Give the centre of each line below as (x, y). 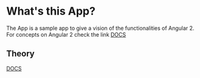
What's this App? (51, 11)
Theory (21, 54)
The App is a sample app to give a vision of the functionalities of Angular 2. (100, 28)
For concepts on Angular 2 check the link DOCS (66, 34)
